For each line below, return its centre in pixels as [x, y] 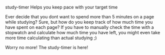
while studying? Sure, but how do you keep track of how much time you [79, 22]
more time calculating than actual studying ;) [51, 38]
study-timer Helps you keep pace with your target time [61, 7]
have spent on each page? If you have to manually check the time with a [79, 27]
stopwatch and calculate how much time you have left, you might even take [83, 32]
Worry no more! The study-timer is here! [47, 47]
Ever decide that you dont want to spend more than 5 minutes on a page [79, 17]
